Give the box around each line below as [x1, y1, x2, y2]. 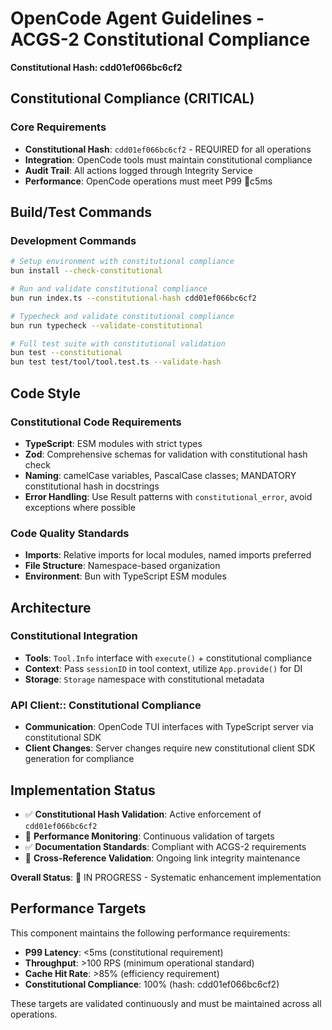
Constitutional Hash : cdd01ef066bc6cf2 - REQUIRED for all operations [24, 143, 312, 155]
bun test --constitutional [10, 348, 123, 358]
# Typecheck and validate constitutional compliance [10, 311, 235, 321]
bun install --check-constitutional [10, 266, 163, 276]
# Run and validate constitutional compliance [10, 284, 208, 294]
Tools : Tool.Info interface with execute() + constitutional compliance [24, 652, 313, 664]
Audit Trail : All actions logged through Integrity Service [24, 164, 253, 176]
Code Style [10, 385, 81, 402]
